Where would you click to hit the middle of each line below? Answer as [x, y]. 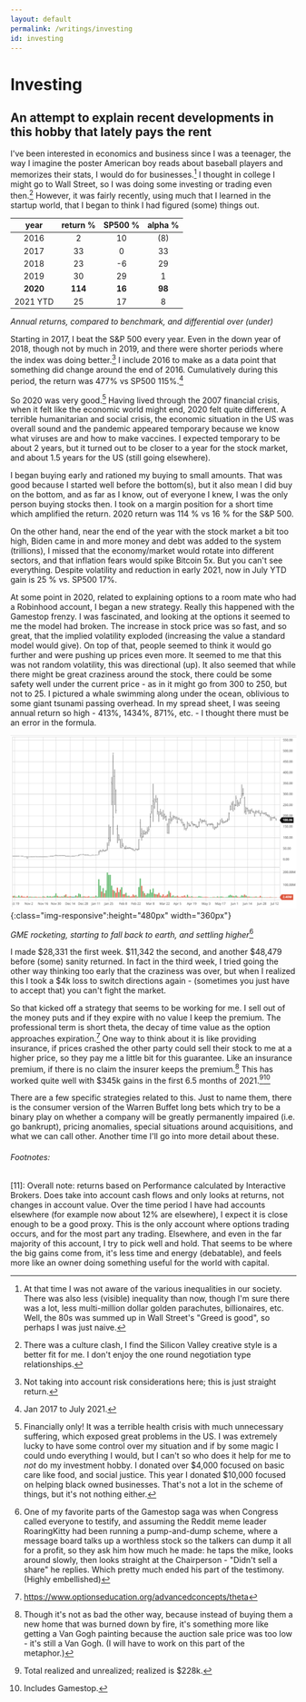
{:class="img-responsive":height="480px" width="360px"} [121, 915]
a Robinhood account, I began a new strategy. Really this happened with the [153, 607]
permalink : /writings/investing [71, 29]
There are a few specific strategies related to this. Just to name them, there [151, 1097]
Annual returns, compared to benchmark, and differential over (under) [142, 321]
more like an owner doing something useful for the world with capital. [140, 1263]
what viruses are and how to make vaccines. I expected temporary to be [145, 438]
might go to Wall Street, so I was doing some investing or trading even [141, 184]
